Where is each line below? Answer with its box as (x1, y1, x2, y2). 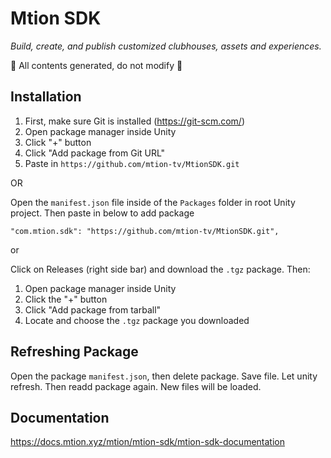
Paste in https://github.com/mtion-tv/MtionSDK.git (24, 157, 240, 169)
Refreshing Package (10, 343, 139, 361)
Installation (10, 88, 82, 106)
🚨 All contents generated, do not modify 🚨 (10, 59, 183, 71)
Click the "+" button (24, 293, 108, 305)
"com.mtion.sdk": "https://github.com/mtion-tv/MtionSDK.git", (10, 226, 280, 236)
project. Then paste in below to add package (10, 207, 195, 219)
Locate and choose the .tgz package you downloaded (24, 314, 250, 326)
